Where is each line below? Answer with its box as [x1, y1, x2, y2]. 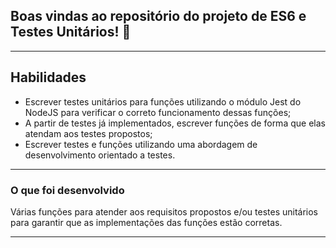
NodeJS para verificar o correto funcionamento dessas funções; [24, 106, 292, 118]
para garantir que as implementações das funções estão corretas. [10, 216, 283, 228]
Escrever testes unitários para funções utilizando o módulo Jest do [24, 95, 302, 108]
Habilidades [10, 69, 87, 86]
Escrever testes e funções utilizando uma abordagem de [24, 138, 258, 150]
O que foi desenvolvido [10, 183, 125, 197]
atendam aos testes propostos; [24, 127, 153, 139]
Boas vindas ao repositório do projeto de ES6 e [10, 8, 307, 25]
